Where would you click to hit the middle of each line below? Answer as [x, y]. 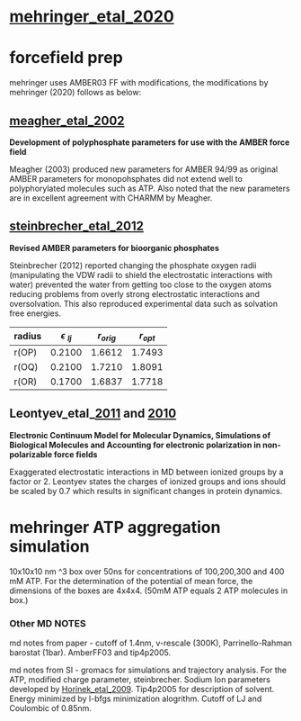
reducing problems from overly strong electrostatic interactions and [135, 293]
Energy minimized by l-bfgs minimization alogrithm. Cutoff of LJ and [136, 698]
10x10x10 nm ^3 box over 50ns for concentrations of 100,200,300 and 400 [147, 571]
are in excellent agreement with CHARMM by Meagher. [111, 198]
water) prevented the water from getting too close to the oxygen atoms [141, 284]
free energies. [35, 313]
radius [28, 337]
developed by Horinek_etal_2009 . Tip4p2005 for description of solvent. [142, 689]
